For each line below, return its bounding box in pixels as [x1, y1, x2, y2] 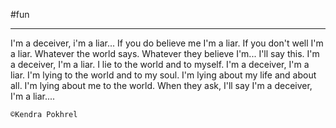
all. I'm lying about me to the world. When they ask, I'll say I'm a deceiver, [10, 80, 313, 91]
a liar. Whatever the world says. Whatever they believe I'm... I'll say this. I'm [10, 48, 320, 59]
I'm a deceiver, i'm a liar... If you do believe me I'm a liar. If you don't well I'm [10, 37, 324, 49]
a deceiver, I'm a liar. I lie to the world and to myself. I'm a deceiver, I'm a [10, 59, 310, 70]
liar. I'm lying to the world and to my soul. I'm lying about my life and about [10, 69, 317, 81]
